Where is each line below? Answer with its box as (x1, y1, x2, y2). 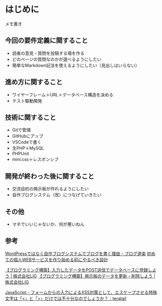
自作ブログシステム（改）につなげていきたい (12, 192, 102, 198)
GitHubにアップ (12, 133, 44, 139)
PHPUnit (12, 151, 29, 157)
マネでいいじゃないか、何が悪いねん (12, 221, 85, 227)
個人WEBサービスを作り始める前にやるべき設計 (13, 257, 108, 262)
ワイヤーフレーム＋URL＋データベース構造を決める (12, 92, 113, 97)
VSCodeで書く (12, 139, 42, 145)
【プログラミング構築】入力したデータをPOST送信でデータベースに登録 (5, 267, 148, 273)
